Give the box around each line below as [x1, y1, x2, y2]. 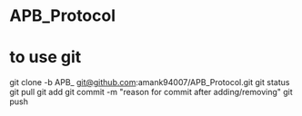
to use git [9, 47, 82, 68]
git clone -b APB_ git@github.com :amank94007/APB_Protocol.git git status [9, 77, 290, 88]
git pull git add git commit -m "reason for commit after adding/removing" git [9, 87, 293, 98]
